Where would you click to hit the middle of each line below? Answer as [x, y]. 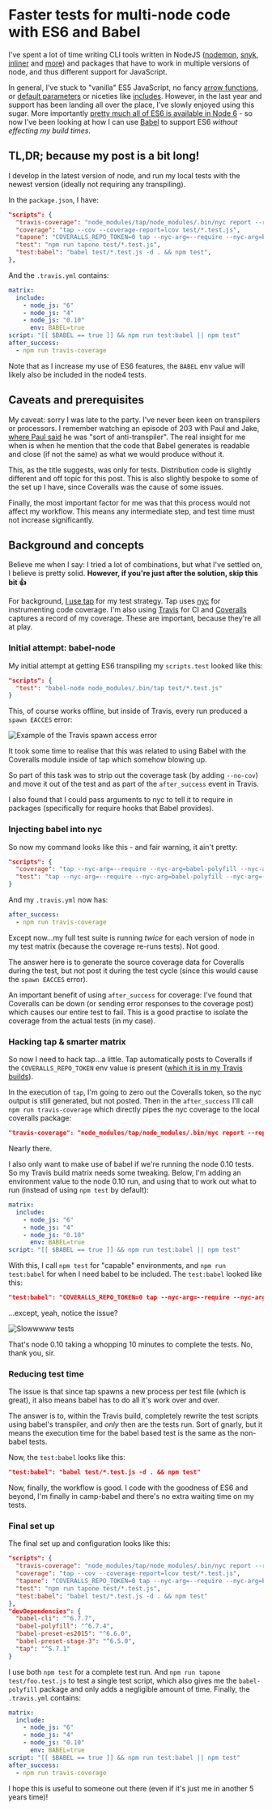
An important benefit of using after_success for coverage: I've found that [130, 995]
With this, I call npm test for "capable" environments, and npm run [117, 1266]
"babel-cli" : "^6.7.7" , [55, 1619]
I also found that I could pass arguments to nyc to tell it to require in [121, 800]
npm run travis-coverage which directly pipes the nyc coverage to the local [134, 1110]
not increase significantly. [51, 519]
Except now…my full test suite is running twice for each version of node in [132, 937]
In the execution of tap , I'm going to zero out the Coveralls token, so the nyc [135, 1092]
